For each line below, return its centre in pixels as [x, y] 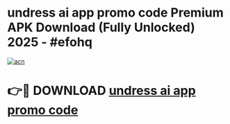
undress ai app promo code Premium [115, 13]
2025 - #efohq [50, 42]
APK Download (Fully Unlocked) [101, 27]
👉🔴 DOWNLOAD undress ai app [101, 91]
